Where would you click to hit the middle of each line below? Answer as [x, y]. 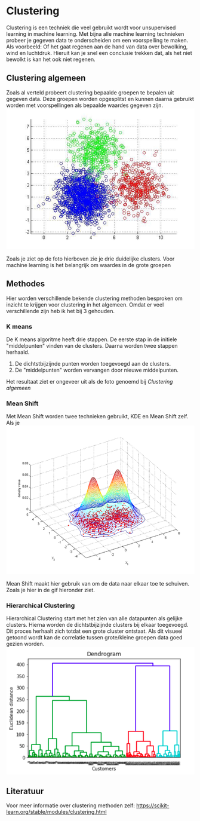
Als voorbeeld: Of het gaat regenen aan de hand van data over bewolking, [97, 47]
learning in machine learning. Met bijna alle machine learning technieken [95, 33]
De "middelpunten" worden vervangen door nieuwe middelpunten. [97, 370]
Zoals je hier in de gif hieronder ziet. [51, 590]
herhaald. [18, 352]
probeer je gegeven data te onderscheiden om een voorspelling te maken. [97, 40]
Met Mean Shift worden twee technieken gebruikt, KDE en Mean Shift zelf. [97, 416]
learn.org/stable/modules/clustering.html [56, 812]
